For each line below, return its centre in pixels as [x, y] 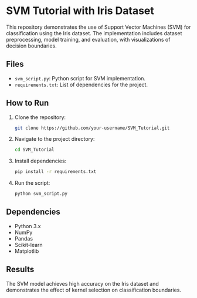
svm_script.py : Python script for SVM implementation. [80, 78]
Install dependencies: [40, 161]
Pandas [24, 238]
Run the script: [32, 183]
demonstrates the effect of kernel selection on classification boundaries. [94, 290]
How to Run [28, 103]
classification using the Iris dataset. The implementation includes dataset [94, 33]
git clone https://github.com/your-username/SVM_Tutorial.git [92, 128]
